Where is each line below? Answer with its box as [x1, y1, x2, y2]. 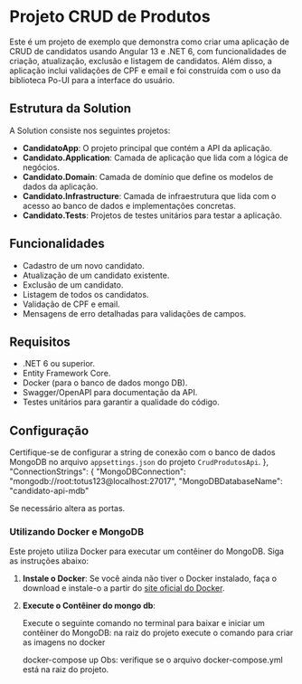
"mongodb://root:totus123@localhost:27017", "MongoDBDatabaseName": [9, 476, 283, 487]
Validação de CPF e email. [22, 299, 120, 309]
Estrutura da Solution [9, 101, 132, 117]
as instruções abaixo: [9, 556, 89, 566]
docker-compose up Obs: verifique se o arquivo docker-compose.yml [22, 654, 283, 666]
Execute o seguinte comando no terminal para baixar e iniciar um [22, 618, 265, 629]
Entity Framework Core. [22, 368, 111, 379]
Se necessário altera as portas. [9, 503, 126, 514]
